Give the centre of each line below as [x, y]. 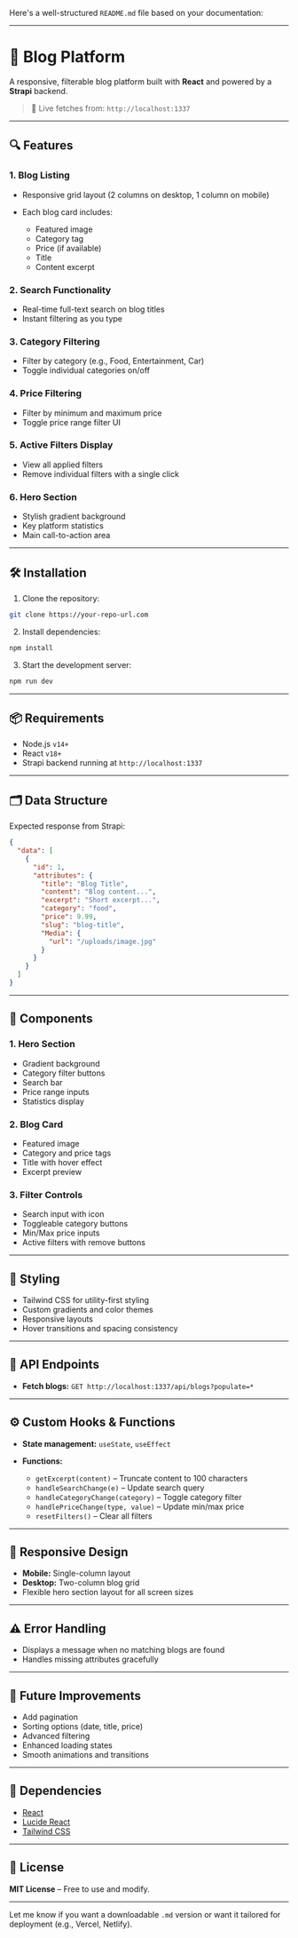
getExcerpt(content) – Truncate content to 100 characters [141, 1478]
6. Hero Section [43, 496]
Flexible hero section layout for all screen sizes [107, 1592]
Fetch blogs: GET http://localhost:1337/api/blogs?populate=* [138, 1386]
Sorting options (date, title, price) [82, 1727]
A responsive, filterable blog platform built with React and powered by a [141, 81]
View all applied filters [63, 465]
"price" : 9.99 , [69, 917]
